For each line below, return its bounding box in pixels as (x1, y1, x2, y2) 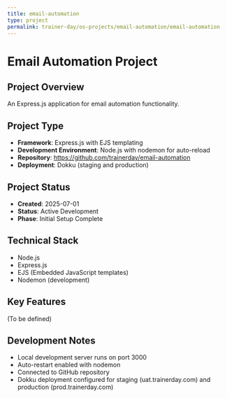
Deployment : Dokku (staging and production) (17, 161, 149, 169)
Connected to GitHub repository (17, 368, 110, 376)
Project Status (7, 181, 71, 193)
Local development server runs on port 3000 (17, 353, 147, 362)
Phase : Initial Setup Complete (17, 215, 103, 222)
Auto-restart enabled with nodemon (17, 361, 121, 369)
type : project (7, 17, 49, 24)
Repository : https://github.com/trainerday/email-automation (17, 153, 191, 162)
